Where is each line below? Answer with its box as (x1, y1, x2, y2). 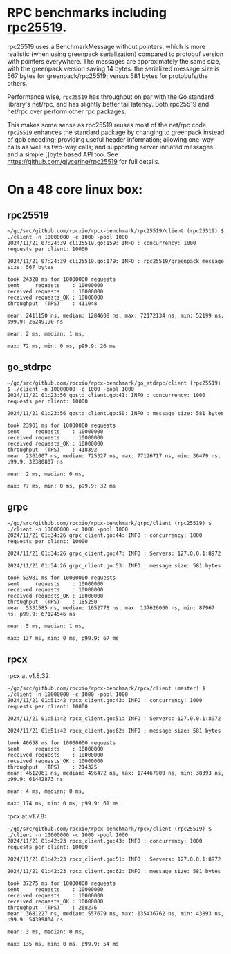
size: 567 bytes (7, 264, 54, 270)
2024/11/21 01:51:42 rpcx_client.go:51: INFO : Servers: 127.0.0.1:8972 (7, 715, 221, 722)
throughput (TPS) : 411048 (7, 300, 98, 307)
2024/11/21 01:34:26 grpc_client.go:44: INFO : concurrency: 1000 (7, 531, 203, 539)
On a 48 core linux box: (7, 182, 143, 198)
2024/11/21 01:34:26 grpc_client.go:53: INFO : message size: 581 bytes (7, 562, 221, 569)
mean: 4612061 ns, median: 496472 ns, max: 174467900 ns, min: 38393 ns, (7, 770, 225, 777)
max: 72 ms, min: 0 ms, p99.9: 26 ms (7, 342, 116, 349)
